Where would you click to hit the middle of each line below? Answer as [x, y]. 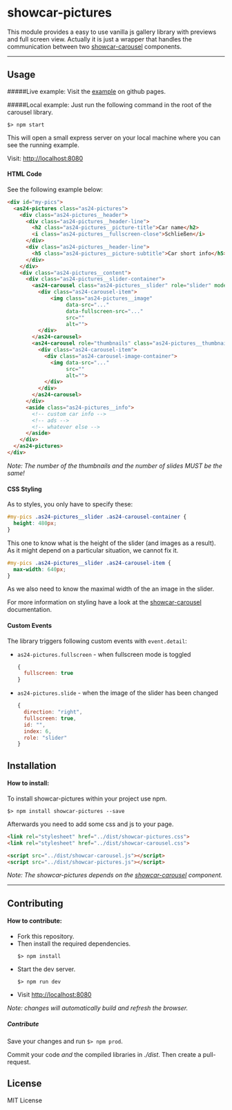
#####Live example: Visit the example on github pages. [87, 91]
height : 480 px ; [35, 524]
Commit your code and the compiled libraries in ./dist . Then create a [104, 1055]
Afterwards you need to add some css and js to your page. [90, 824]
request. [19, 1062]
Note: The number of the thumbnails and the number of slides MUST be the [115, 466]
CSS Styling [25, 489]
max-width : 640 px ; [40, 569]
